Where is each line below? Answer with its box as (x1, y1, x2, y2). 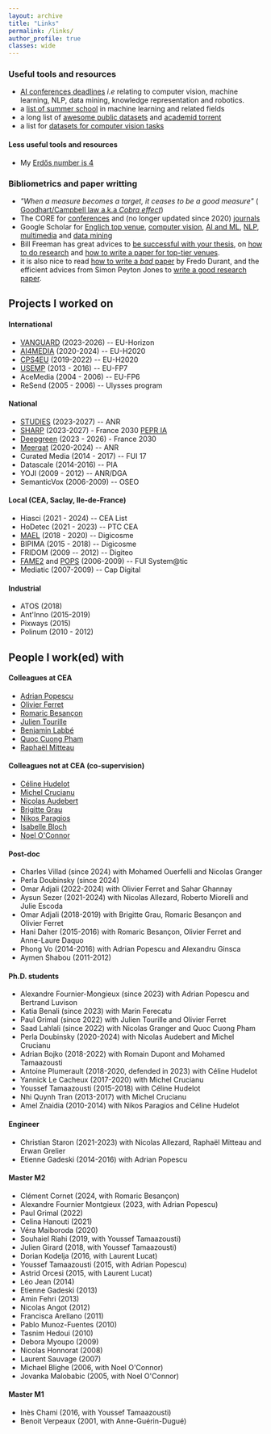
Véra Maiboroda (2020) (19, 1225, 98, 1234)
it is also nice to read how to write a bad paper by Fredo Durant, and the (19, 256, 260, 266)
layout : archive (8, 11, 63, 20)
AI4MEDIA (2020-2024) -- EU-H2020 (19, 346, 146, 355)
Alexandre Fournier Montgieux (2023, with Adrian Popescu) (19, 1199, 219, 1209)
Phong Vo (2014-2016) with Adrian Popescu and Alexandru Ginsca (19, 944, 241, 954)
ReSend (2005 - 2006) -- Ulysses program (19, 381, 163, 390)
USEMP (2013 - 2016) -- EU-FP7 (19, 363, 128, 372)
